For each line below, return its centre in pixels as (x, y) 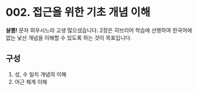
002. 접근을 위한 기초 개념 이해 (78, 12)
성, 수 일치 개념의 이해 (40, 74)
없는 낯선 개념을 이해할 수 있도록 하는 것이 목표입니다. (69, 37)
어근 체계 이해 (31, 81)
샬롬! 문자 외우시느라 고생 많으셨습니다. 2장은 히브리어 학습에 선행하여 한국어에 (99, 30)
